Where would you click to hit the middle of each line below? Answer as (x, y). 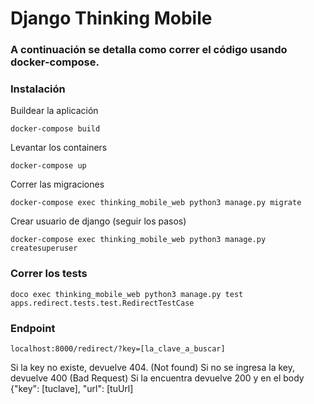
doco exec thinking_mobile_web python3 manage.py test (127, 294)
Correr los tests (49, 274)
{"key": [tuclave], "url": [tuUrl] (72, 388)
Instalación (38, 89)
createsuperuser (44, 248)
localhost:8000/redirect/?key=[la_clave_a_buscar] (118, 349)
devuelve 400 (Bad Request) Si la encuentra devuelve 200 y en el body (157, 378)
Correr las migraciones (57, 184)
